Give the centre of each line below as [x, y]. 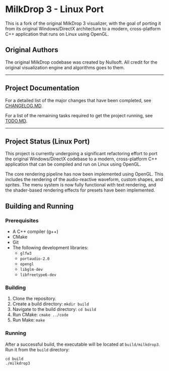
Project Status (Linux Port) [48, 141]
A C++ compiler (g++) [35, 231]
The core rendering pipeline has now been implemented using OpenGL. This [84, 174]
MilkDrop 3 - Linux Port [55, 9]
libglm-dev [31, 270]
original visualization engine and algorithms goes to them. [65, 67]
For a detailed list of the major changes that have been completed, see [78, 100]
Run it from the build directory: [37, 349]
